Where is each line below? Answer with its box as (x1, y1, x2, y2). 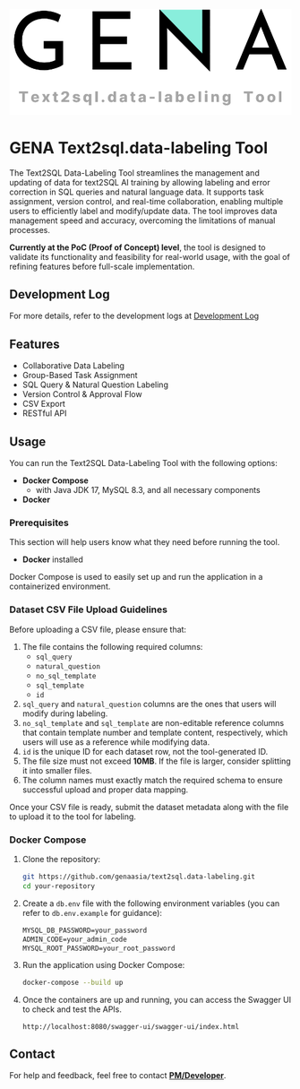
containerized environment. (9, 581, 111, 592)
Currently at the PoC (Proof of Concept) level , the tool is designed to (9, 242, 266, 253)
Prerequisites (9, 516, 69, 529)
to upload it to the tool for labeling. (9, 811, 137, 822)
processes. (9, 224, 51, 235)
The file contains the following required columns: (21, 641, 203, 652)
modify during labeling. (21, 708, 108, 719)
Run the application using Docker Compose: (21, 959, 185, 970)
